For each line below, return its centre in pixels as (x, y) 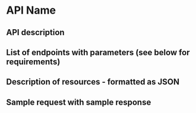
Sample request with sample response (79, 102)
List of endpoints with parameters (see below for (98, 52)
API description (35, 32)
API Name (31, 10)
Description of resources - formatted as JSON (93, 82)
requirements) (33, 62)
